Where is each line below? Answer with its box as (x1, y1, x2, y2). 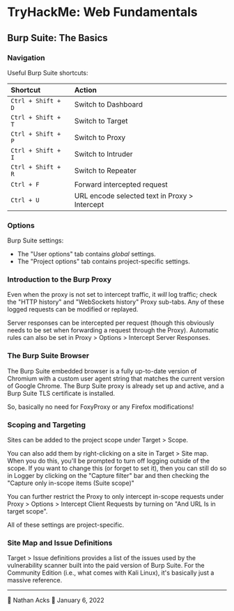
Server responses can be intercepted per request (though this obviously (7, 318, 214, 327)
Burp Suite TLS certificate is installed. (7, 389, 116, 397)
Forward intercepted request (74, 179, 169, 189)
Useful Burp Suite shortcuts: (7, 68, 88, 77)
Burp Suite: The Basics (7, 32, 108, 44)
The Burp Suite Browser (7, 351, 89, 361)
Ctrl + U (10, 196, 40, 204)
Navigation (7, 53, 45, 63)
